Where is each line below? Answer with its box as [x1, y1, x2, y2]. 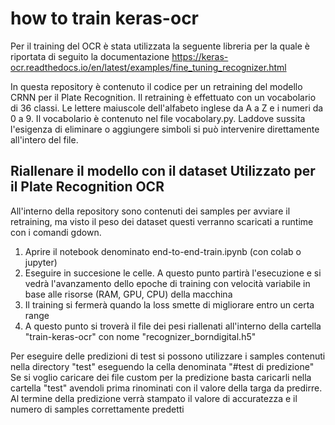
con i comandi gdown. [10, 226, 102, 238]
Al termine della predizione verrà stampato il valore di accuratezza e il [10, 392, 298, 404]
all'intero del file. [10, 133, 79, 146]
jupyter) [24, 256, 58, 268]
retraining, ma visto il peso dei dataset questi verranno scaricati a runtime [10, 215, 314, 227]
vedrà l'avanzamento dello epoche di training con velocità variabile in [24, 277, 311, 289]
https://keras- [171, 50, 229, 62]
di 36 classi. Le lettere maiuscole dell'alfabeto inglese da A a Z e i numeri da [10, 102, 324, 114]
